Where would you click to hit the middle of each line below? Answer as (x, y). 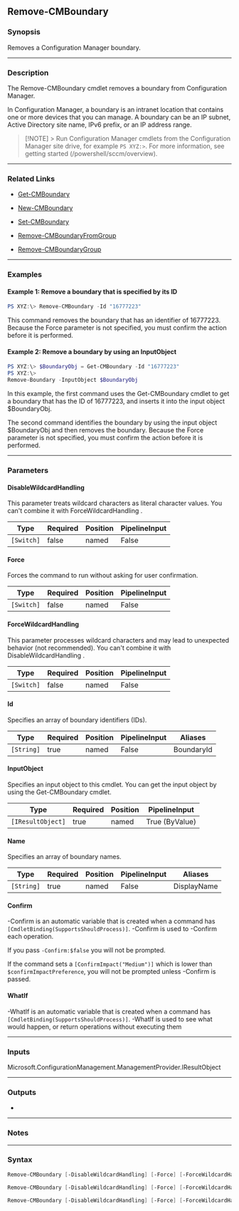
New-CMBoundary (45, 208)
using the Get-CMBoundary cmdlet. (59, 792)
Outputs (22, 1092)
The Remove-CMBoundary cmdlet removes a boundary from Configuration (117, 88)
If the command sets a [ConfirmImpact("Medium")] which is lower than (110, 964)
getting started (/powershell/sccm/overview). (91, 153)
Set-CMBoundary (43, 222)
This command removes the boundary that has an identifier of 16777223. (114, 321)
